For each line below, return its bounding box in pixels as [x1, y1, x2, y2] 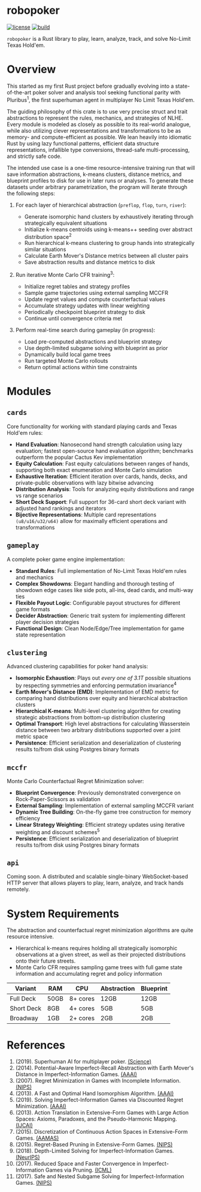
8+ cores [69, 994, 95, 1003]
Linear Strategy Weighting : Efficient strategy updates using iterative [15, 821, 185, 828]
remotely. [7, 886, 31, 893]
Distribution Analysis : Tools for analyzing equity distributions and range [15, 485, 194, 492]
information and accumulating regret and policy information [15, 970, 162, 978]
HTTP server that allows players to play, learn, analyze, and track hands [7, 879, 184, 886]
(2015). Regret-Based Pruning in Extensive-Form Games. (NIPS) [15, 1141, 173, 1148]
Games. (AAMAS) [15, 1134, 59, 1142]
